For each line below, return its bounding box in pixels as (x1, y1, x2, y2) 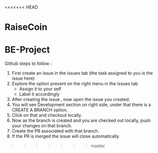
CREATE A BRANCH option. (11, 107, 68, 113)
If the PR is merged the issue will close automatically (11, 133, 119, 139)
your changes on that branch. (11, 123, 72, 129)
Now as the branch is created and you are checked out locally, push (11, 117, 151, 123)
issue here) (11, 75, 35, 81)
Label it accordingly (19, 91, 60, 97)
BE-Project (4, 44, 50, 55)
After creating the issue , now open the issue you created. (11, 97, 130, 102)
